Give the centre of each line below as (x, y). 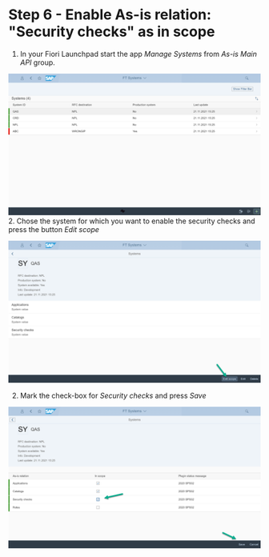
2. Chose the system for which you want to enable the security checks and (132, 221)
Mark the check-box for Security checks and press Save (113, 395)
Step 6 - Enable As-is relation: (110, 15)
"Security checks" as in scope (112, 32)
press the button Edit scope (54, 230)
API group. (38, 62)
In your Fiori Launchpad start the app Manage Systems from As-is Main (139, 54)
